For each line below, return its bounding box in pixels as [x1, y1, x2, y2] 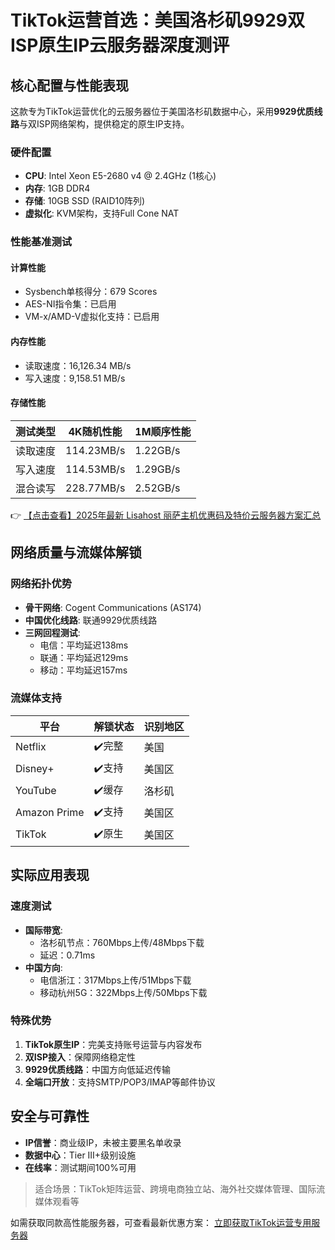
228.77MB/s [65, 481, 126, 495]
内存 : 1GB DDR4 [24, 182, 91, 195]
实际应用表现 [10, 867, 90, 884]
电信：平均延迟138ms [39, 639, 129, 651]
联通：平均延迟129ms [39, 651, 129, 663]
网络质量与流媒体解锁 [10, 544, 142, 561]
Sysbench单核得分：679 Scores [24, 286, 158, 298]
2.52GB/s [134, 481, 181, 495]
